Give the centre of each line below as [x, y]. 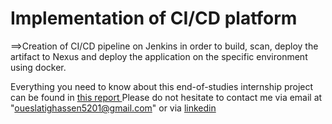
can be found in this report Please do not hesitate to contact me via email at [166, 97]
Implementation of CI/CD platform [154, 18]
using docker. [38, 67]
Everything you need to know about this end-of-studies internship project [162, 86]
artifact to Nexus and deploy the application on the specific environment [159, 56]
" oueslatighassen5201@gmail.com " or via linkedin [113, 108]
